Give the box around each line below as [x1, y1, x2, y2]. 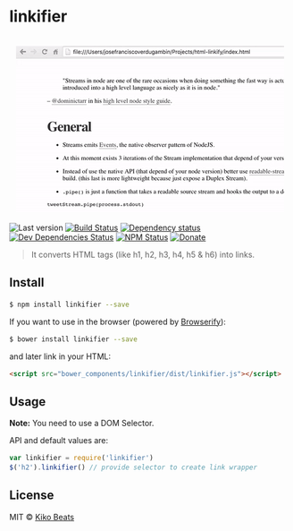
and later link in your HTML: [9, 351, 112, 362]
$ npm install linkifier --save [9, 300, 130, 309]
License [9, 488, 54, 503]
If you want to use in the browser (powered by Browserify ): [9, 316, 226, 327]
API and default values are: [9, 435, 109, 446]
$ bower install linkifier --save [9, 334, 138, 344]
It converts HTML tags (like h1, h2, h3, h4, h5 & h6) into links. [30, 249, 255, 260]
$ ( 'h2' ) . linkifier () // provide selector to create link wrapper [9, 463, 257, 472]
